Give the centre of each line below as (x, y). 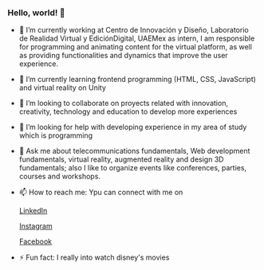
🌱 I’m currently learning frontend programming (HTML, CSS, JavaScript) (138, 80)
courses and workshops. (60, 176)
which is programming (56, 135)
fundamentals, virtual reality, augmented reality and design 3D (121, 159)
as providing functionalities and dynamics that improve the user (123, 56)
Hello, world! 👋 (36, 13)
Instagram (35, 226)
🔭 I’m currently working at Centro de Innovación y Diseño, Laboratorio (134, 30)
